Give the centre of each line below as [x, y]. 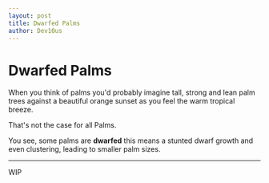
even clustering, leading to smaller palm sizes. [84, 149]
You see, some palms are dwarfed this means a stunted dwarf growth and [131, 140]
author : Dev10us [35, 31]
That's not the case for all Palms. [62, 125]
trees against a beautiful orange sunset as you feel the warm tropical [122, 101]
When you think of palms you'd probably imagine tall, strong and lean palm [132, 92]
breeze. [21, 110]
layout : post [30, 16]
